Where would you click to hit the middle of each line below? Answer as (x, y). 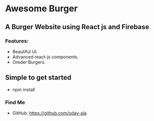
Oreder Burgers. (29, 62)
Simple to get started (38, 78)
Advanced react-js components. (45, 57)
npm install (24, 89)
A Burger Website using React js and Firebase (77, 27)
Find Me (15, 102)
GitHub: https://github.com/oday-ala (49, 113)
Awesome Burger (41, 9)
